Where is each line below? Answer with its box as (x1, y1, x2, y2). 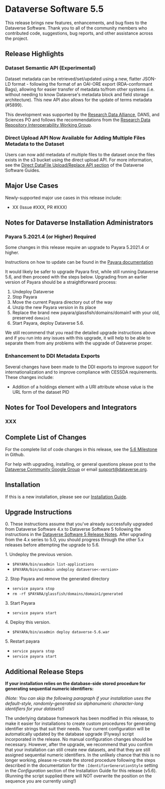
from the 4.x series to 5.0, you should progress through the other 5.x (5, 537, 144, 543)
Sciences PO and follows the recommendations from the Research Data (5, 117, 151, 123)
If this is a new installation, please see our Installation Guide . (5, 494, 128, 500)
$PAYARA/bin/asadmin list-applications (12, 562, 95, 567)
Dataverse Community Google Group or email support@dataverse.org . (5, 466, 148, 472)
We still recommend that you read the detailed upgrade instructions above (5, 330, 156, 336)
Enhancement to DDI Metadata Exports (5, 352, 100, 359)
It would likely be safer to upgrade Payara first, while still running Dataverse (5, 269, 159, 274)
